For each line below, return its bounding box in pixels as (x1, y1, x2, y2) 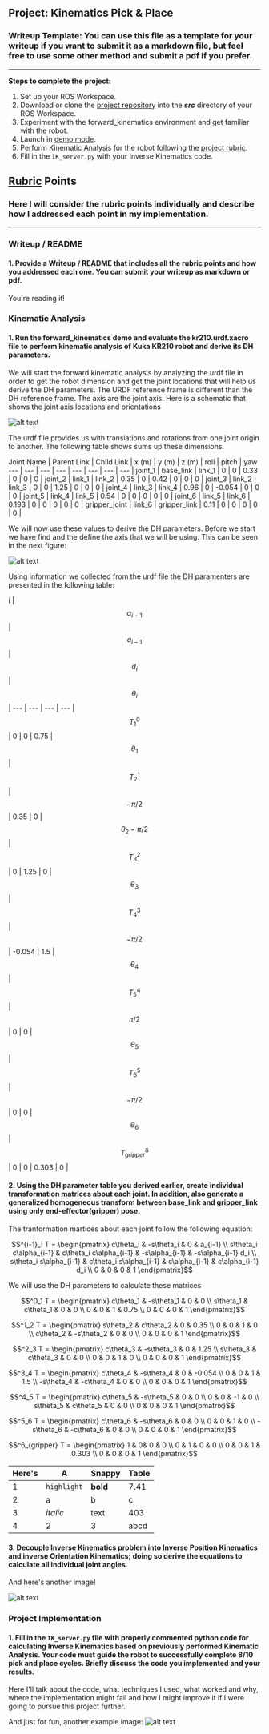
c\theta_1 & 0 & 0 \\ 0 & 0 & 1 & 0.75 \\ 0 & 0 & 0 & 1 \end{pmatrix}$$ (23, 1304, 246, 1314)
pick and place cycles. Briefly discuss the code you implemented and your (8, 1658, 261, 1668)
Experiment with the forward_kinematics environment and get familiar (19, 117, 250, 126)
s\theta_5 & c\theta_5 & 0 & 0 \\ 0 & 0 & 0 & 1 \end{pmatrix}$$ (34, 1400, 235, 1410)
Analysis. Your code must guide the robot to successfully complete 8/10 (8, 1649, 254, 1660)
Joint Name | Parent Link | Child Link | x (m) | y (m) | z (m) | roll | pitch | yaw (8, 456, 258, 467)
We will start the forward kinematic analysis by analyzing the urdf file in (8, 367, 244, 377)
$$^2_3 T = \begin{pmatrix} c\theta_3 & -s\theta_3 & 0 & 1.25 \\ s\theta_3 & (12, 1344, 257, 1354)
